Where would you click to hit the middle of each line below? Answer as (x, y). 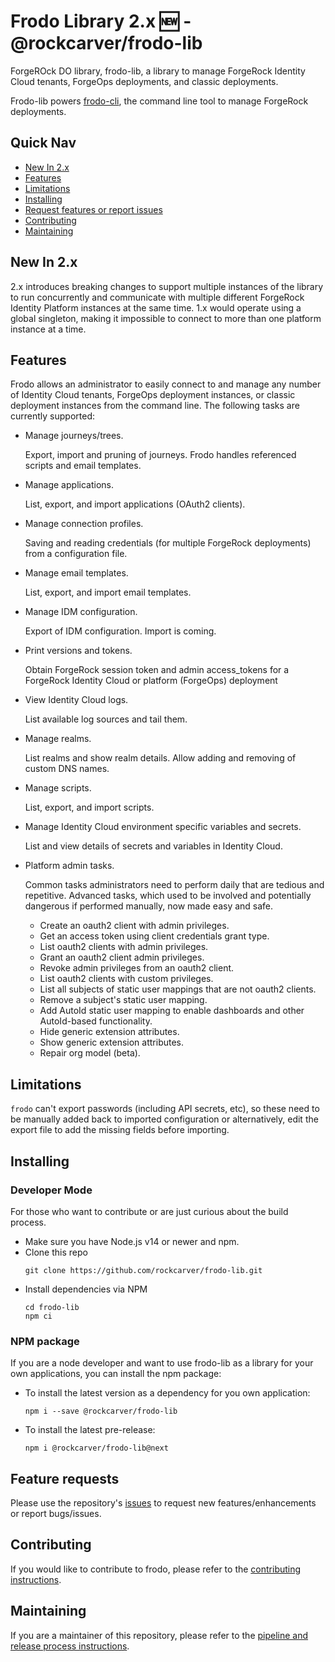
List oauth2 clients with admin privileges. (124, 947)
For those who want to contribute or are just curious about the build (149, 1211)
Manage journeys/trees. (74, 436)
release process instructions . (70, 1646)
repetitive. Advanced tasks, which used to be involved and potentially (168, 896)
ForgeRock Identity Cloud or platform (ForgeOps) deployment (151, 681)
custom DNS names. (67, 769)
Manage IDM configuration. (81, 612)
